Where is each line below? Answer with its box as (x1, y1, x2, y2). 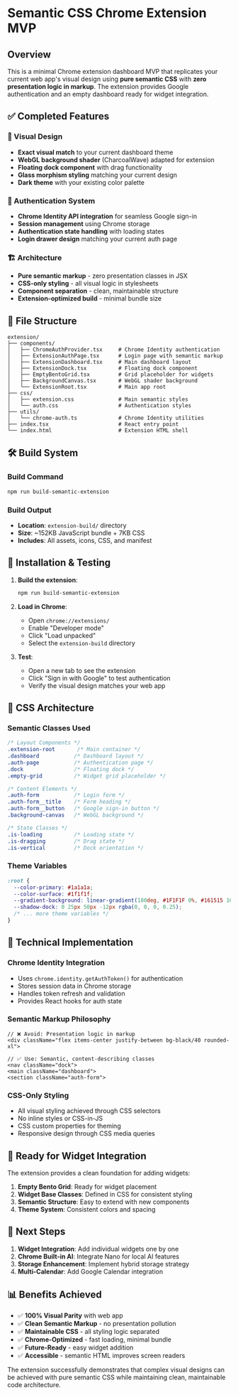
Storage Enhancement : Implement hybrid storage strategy (17, 1259, 190, 1268)
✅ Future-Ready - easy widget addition (17, 1343, 134, 1352)
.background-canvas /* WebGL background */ (7, 812, 144, 819)
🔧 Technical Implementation (7, 937, 133, 949)
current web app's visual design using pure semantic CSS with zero (7, 75, 207, 83)
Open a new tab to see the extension (28, 666, 136, 674)
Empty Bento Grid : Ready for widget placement (17, 1182, 157, 1191)
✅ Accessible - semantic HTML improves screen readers (17, 1351, 186, 1359)
